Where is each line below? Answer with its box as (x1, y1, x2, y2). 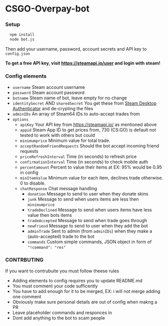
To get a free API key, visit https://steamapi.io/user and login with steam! (5, 60, 160, 66)
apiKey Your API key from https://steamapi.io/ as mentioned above (20, 121, 157, 127)
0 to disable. (20, 180, 46, 186)
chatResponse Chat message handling (20, 185, 97, 191)
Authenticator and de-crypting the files (12, 105, 94, 111)
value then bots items (27, 212, 72, 218)
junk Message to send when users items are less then (27, 196, 139, 202)
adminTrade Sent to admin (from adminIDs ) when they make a (27, 228, 152, 234)
